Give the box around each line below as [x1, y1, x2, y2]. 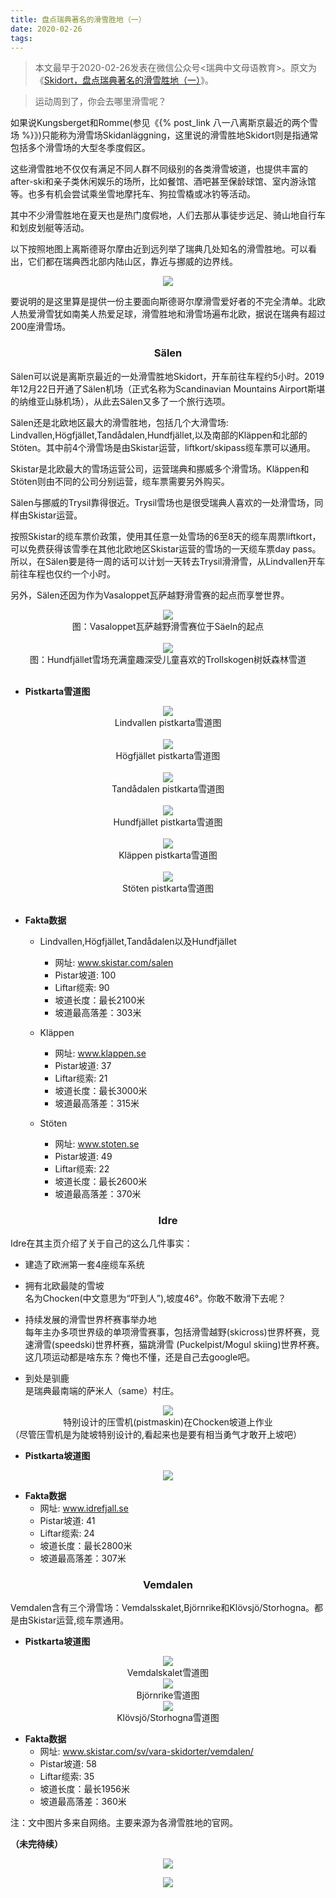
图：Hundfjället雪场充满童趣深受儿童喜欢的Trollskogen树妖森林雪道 [29, 653, 307, 665]
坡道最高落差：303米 [54, 1006, 142, 1018]
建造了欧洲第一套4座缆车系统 [24, 1258, 145, 1270]
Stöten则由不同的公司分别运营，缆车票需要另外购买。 [10, 475, 230, 487]
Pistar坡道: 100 [54, 969, 117, 981]
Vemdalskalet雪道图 [126, 1667, 210, 1679]
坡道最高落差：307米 [39, 1552, 127, 1564]
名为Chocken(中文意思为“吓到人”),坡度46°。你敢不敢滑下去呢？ [24, 1292, 287, 1304]
